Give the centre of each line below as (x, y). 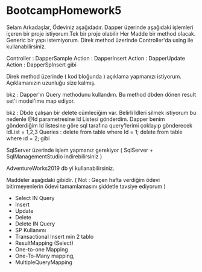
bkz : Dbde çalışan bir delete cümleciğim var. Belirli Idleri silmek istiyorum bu (101, 112)
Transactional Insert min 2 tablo (54, 236)
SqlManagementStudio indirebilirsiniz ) (54, 156)
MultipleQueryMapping (43, 262)
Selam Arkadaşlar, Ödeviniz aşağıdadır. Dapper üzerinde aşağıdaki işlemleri (100, 27)
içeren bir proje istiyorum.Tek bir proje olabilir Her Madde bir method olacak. (101, 33)
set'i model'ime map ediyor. (41, 101)
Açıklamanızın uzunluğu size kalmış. (51, 83)
